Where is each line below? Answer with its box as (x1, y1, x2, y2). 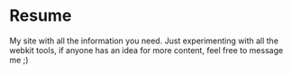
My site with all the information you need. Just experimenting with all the (9, 35, 279, 46)
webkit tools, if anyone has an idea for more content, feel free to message (9, 44, 284, 55)
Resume (9, 5, 72, 26)
